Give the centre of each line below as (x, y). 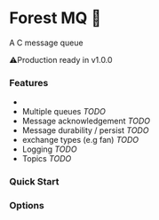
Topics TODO (47, 159)
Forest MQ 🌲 (56, 18)
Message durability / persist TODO (85, 130)
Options (27, 206)
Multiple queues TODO (64, 112)
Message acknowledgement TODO (86, 121)
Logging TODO (49, 149)
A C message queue (46, 43)
